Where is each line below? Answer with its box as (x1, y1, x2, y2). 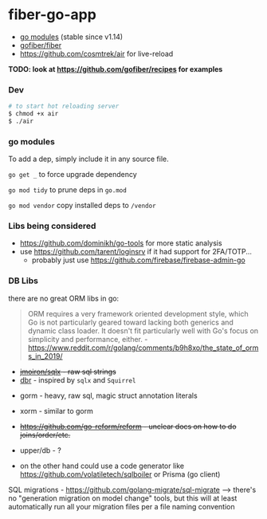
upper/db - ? (19, 445, 61, 455)
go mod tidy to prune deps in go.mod (8, 185, 128, 195)
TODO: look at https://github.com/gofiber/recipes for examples (8, 64, 223, 73)
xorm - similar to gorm (19, 406, 93, 415)
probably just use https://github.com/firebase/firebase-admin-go (31, 255, 245, 265)
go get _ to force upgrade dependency (8, 170, 137, 179)
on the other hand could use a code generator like (19, 461, 185, 470)
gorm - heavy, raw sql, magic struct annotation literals (19, 391, 198, 400)
